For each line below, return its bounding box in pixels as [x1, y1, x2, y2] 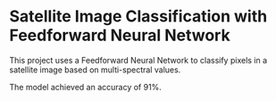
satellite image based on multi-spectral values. [9, 64, 181, 75]
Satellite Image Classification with [9, 6, 268, 27]
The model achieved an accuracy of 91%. [9, 81, 163, 92]
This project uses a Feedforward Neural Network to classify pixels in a [9, 55, 268, 65]
